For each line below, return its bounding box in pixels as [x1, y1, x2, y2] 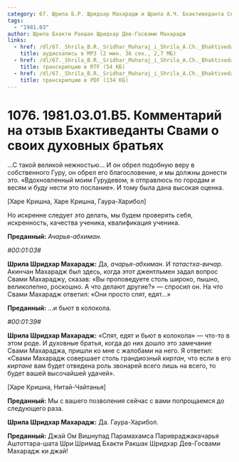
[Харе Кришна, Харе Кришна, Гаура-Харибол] [7, 197, 147, 206]
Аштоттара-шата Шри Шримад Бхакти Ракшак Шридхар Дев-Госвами [7, 439, 221, 448]
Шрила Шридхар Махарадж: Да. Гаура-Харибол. [7, 418, 159, 426]
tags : [7, 17, 23, 24]
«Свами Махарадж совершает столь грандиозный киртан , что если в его [7, 354, 231, 362]
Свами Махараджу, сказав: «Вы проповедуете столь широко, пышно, [7, 275, 220, 284]
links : [7, 37, 27, 44]
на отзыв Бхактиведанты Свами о [7, 122, 219, 139]
